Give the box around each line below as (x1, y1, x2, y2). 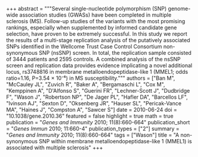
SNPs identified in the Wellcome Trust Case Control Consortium (6, 43, 162, 50)
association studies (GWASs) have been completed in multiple (19, 11, 172, 18)
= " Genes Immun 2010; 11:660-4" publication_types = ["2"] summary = (6, 125, 180, 132)
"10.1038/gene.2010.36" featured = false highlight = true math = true (6, 112, 174, 120)
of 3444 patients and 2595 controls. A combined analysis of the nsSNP (6, 56, 181, 62)
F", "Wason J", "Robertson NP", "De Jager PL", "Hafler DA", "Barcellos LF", (6, 93, 188, 101)
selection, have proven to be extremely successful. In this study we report (6, 30, 187, 37)
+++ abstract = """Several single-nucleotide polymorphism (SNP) (6, 5, 167, 12)
